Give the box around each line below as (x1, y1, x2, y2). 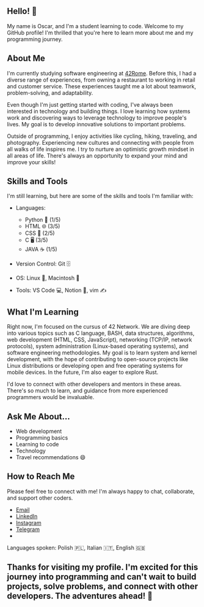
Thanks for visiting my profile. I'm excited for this (7, 562, 199, 573)
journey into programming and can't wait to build (7, 571, 197, 582)
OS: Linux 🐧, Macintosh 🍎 (15, 274, 80, 282)
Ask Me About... (7, 411, 71, 422)
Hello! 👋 (7, 6, 37, 17)
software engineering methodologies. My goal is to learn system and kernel (7, 349, 197, 356)
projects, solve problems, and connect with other (7, 581, 198, 592)
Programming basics (15, 434, 68, 441)
